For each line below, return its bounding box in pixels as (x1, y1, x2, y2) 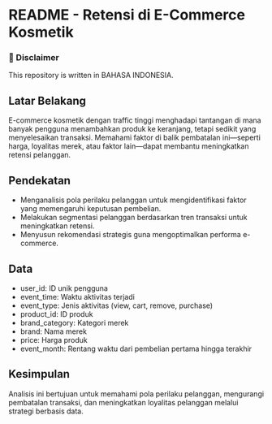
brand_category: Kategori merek (19, 318, 129, 327)
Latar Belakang (8, 93, 87, 107)
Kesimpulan (8, 367, 71, 381)
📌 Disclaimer (8, 52, 59, 63)
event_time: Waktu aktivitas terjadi (19, 292, 136, 301)
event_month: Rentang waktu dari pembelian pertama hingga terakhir (19, 344, 253, 353)
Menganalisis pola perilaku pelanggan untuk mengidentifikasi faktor (19, 195, 247, 205)
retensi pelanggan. (8, 150, 71, 160)
